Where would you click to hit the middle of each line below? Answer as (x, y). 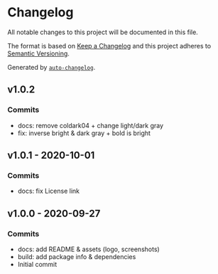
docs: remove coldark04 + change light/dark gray (91, 125)
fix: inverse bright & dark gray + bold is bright (84, 133)
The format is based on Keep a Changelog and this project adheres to (109, 46)
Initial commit (37, 264)
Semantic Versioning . (38, 53)
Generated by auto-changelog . (51, 67)
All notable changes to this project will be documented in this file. (103, 32)
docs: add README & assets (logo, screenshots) (88, 249)
